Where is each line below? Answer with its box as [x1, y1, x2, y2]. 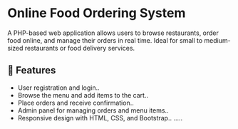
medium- [204, 36, 231, 44]
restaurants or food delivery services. [24, 43, 135, 52]
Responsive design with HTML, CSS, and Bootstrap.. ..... [17, 113, 183, 122]
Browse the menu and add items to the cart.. [17, 91, 148, 99]
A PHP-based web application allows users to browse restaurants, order [7, 29, 219, 37]
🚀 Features [7, 64, 56, 76]
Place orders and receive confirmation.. [17, 98, 134, 107]
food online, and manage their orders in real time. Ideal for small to [7, 36, 203, 44]
